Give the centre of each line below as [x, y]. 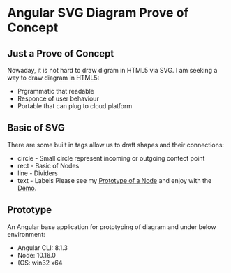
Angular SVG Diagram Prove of [98, 13]
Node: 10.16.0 [36, 255]
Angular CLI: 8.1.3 [43, 248]
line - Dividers [37, 173]
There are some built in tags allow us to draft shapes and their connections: [116, 145]
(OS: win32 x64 [40, 263]
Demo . [27, 188]
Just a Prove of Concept [61, 53]
